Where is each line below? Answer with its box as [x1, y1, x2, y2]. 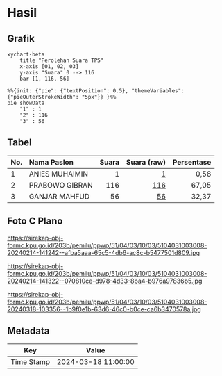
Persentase [172, 157, 212, 167]
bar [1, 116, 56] [19, 75, 70, 82]
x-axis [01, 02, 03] [19, 63, 79, 70]
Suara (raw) [126, 157, 166, 167]
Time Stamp [10, 357, 51, 367]
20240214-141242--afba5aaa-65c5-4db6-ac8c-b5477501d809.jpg [7, 248, 200, 256]
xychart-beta [7, 51, 45, 58]
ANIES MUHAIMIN [28, 169, 89, 179]
